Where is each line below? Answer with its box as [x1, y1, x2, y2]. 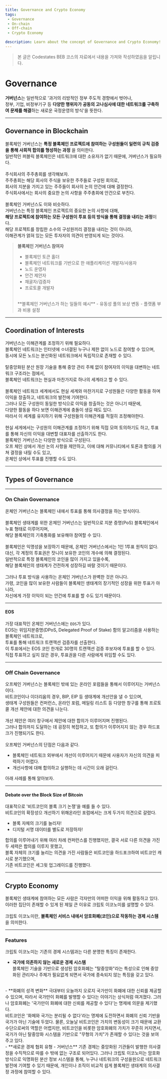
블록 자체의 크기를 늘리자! [12, 820, 62, 826]
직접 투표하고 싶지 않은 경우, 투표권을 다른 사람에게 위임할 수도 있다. [5, 651, 136, 657]
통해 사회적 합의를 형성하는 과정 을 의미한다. [10, 147, 94, 153]
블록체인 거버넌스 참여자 [17, 243, 64, 249]
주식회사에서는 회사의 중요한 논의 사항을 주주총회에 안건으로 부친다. [5, 190, 135, 196]
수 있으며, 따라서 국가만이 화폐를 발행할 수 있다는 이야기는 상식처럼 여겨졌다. [5, 994, 153, 1000]
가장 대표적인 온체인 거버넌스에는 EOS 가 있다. [5, 621, 92, 627]
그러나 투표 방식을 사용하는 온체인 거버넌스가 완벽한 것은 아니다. [5, 574, 129, 580]
